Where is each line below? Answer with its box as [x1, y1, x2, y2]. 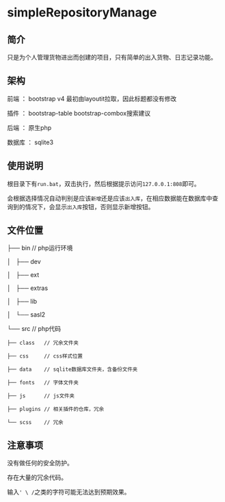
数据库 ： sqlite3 [7, 138, 53, 146]
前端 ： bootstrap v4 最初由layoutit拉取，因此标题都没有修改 [7, 94, 177, 103]
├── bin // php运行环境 [7, 244, 73, 252]
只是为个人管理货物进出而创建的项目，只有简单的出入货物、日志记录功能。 [7, 53, 217, 61]
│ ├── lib [7, 298, 38, 306]
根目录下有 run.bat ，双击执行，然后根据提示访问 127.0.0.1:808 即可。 [7, 179, 200, 187]
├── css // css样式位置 [7, 353, 83, 360]
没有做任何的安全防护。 [7, 459, 73, 467]
